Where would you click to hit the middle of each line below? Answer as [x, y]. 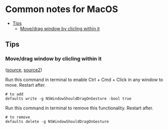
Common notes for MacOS [62, 9]
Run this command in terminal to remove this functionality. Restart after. [79, 108]
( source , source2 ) [24, 70]
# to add [14, 94]
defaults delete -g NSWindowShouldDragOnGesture [57, 121]
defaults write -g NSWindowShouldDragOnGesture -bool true [68, 99]
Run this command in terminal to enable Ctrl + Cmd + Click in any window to [84, 80]
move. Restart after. [26, 85]
